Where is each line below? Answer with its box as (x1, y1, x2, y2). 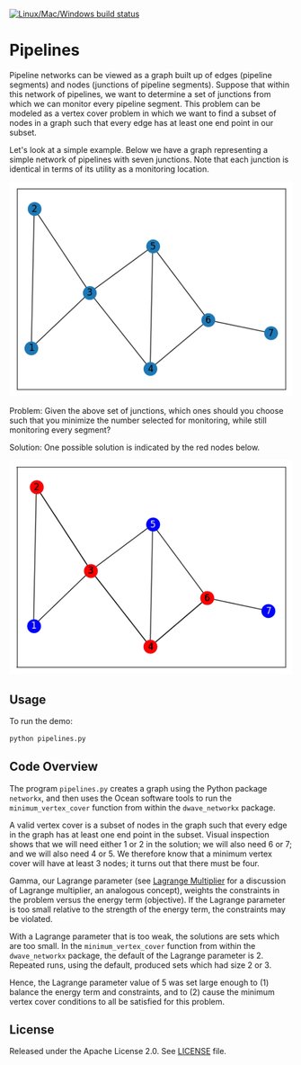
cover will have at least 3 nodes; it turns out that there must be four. (9, 857, 261, 868)
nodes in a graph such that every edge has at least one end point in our (9, 117, 274, 128)
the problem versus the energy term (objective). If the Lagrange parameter (9, 894, 286, 905)
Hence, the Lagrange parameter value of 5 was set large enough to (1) (9, 977, 270, 988)
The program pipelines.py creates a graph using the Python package (9, 783, 268, 793)
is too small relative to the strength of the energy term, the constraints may (9, 904, 286, 915)
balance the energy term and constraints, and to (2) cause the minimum (9, 986, 276, 998)
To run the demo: (9, 715, 74, 726)
